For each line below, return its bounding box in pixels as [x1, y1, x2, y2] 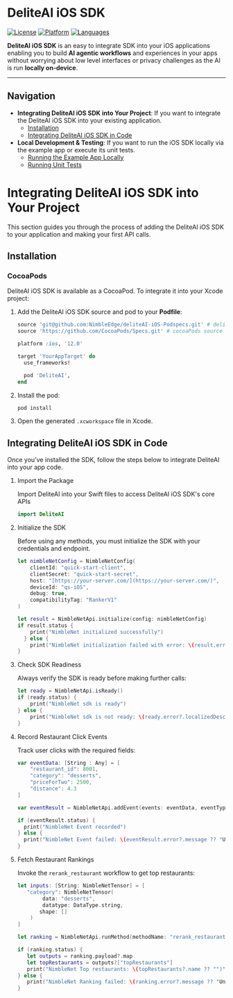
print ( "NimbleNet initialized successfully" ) [30, 628, 164, 635]
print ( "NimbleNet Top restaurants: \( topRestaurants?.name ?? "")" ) [26, 965, 229, 972]
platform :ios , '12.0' [17, 340, 83, 347]
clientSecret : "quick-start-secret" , [30, 571, 139, 578]
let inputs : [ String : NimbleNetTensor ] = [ [17, 882, 146, 889]
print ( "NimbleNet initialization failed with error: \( [30, 642, 195, 649]
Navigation [7, 90, 55, 102]
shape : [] [39, 908, 68, 915]
